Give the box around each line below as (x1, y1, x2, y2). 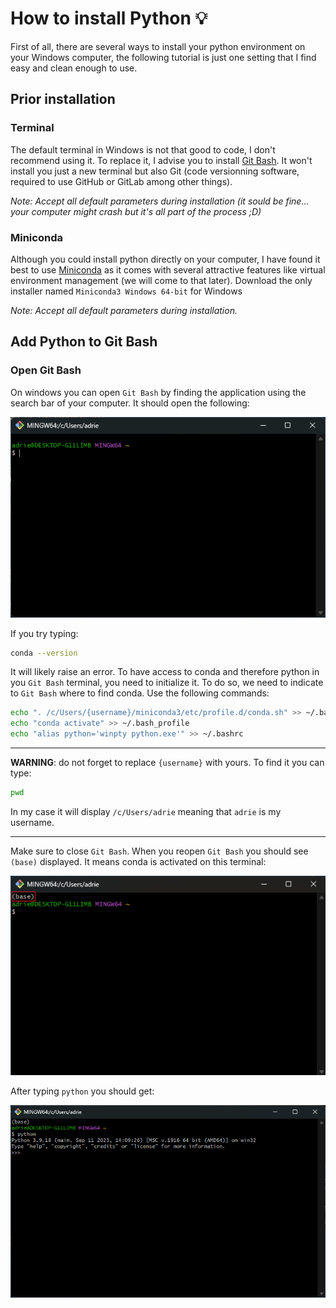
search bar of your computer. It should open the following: (10, 397, 250, 409)
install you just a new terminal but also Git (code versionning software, (10, 165, 300, 177)
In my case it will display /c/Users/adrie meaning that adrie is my (10, 805, 282, 817)
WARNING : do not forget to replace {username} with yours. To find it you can (10, 757, 325, 769)
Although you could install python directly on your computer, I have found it (10, 253, 321, 265)
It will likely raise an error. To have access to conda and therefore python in (10, 666, 320, 678)
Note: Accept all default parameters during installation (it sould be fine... (10, 195, 310, 207)
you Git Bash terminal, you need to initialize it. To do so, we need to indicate (10, 677, 324, 689)
